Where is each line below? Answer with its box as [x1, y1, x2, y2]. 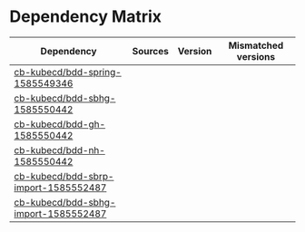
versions [236, 50, 275, 63]
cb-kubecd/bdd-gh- [14, 118, 106, 130]
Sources [132, 44, 170, 57]
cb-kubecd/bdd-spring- [14, 65, 123, 78]
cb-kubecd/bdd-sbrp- [14, 169, 114, 182]
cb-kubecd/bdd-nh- [14, 143, 106, 156]
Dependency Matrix [9, 6, 162, 27]
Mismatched [228, 39, 284, 52]
